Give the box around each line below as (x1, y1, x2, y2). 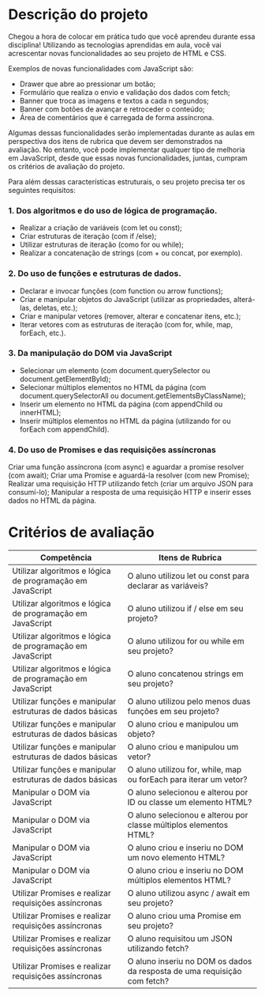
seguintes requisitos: (8, 185, 77, 194)
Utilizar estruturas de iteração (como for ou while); (19, 240, 184, 250)
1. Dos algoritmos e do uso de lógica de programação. (8, 205, 218, 216)
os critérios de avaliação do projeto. (8, 161, 125, 171)
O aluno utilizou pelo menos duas (127, 696, 251, 707)
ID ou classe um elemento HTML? (127, 797, 252, 808)
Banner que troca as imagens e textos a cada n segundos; (19, 96, 209, 105)
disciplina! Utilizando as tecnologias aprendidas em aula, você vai (8, 40, 222, 49)
